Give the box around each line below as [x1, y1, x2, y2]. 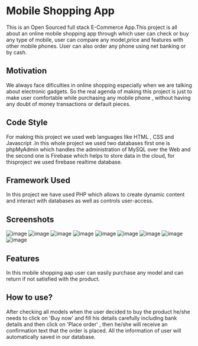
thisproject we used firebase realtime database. [6, 158, 122, 165]
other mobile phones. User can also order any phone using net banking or [6, 43, 186, 50]
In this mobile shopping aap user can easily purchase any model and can [6, 269, 184, 276]
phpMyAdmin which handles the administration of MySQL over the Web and [6, 146, 191, 153]
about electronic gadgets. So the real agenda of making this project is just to [6, 87, 192, 95]
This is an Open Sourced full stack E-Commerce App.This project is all [6, 24, 177, 31]
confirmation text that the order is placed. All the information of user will [6, 327, 181, 334]
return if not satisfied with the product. [6, 276, 100, 282]
